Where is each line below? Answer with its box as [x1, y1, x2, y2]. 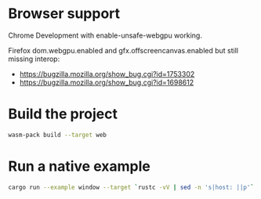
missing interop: [8, 54, 60, 63]
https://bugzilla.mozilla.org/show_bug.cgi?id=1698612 [19, 78, 194, 87]
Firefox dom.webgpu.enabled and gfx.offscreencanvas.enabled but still [8, 45, 239, 55]
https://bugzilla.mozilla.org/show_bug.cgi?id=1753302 [19, 69, 195, 78]
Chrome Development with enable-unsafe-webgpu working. [8, 31, 202, 40]
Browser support [8, 5, 121, 23]
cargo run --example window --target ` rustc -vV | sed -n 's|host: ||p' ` [8, 183, 255, 191]
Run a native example [8, 157, 150, 175]
